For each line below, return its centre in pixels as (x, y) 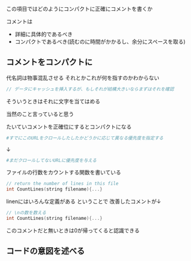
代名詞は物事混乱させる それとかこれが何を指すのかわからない (83, 78)
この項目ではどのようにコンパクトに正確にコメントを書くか (79, 9)
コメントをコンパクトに (49, 62)
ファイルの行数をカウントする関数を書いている (64, 173)
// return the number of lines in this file (62, 184)
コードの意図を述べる (45, 251)
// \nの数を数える (26, 213)
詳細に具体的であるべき (44, 34)
